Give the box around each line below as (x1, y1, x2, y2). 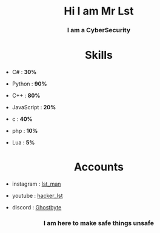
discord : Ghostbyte (12, 203, 62, 211)
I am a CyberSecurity (67, 26, 131, 35)
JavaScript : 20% (12, 104, 56, 111)
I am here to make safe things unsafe (43, 218, 155, 227)
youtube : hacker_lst (12, 192, 63, 199)
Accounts (73, 160, 124, 174)
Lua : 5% (12, 139, 35, 146)
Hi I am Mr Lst (64, 4, 134, 18)
